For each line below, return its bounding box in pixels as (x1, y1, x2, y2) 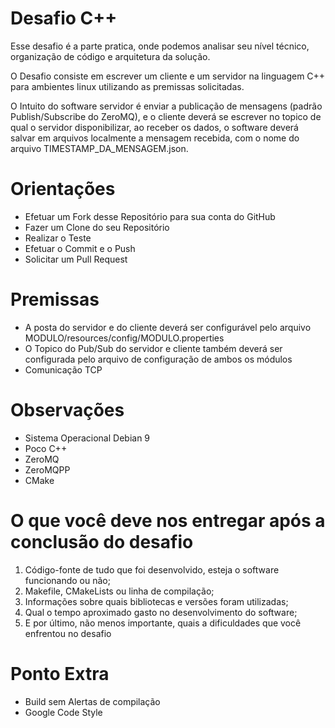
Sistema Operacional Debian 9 (24, 432, 151, 444)
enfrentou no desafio (24, 627, 112, 639)
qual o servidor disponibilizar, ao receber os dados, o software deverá (10, 121, 299, 133)
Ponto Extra (10, 662, 110, 685)
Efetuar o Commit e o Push (24, 242, 136, 254)
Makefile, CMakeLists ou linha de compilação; (24, 585, 215, 597)
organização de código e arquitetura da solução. (10, 50, 211, 62)
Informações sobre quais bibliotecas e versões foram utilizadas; (24, 595, 289, 607)
